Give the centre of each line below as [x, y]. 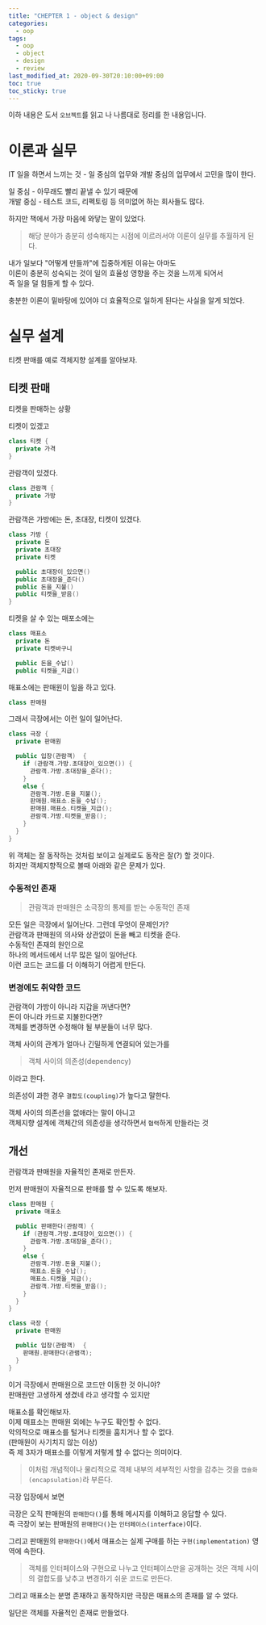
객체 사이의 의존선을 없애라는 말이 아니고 [72, 1113]
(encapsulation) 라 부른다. [70, 1479]
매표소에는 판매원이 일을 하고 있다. [62, 687]
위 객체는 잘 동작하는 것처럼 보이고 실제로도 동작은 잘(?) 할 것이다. [112, 855]
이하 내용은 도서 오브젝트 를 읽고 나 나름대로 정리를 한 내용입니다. [108, 115]
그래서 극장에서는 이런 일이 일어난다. [65, 718]
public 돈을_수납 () [45, 663]
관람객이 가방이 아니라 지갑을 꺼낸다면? [69, 1007]
